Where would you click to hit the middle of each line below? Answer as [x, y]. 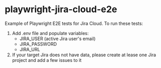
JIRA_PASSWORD [38, 44]
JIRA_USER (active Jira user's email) [57, 39]
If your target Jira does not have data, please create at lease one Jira [84, 55]
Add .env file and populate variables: [50, 33]
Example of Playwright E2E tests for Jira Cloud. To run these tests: [74, 23]
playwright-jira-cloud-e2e [61, 9]
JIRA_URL [30, 49]
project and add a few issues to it [47, 60]
